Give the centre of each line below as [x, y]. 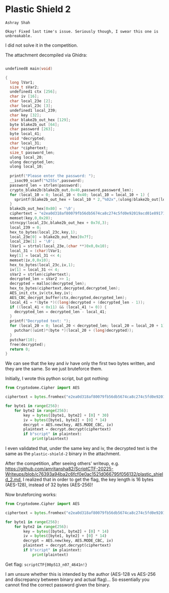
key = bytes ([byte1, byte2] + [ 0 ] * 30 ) [66, 415]
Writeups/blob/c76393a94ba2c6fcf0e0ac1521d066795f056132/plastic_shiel [84, 474]
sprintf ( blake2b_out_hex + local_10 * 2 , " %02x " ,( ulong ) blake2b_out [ [88, 199]
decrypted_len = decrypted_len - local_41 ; [61, 312]
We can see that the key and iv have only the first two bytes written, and [80, 363]
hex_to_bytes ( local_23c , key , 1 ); [44, 232]
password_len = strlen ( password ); [46, 185]
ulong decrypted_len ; [32, 162]
